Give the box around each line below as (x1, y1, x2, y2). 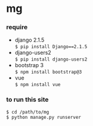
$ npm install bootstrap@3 (14, 69, 82, 75)
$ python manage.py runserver (6, 114, 82, 120)
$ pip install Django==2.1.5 (14, 44, 88, 50)
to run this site (6, 96, 49, 104)
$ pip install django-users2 (14, 56, 88, 62)
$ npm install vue (14, 82, 61, 88)
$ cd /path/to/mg (6, 109, 49, 115)
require (6, 23, 28, 31)
